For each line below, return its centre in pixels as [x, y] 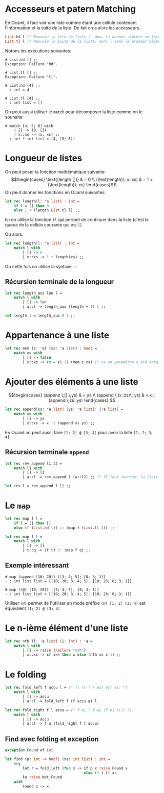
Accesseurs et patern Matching [71, 9]
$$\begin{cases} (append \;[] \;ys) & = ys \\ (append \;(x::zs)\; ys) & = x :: [82, 395]
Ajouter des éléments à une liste [72, 382]
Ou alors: [14, 234]
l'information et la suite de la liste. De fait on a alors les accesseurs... [74, 27]
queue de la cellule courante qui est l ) [43, 225]
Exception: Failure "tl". [31, 77]
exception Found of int [29, 750]
